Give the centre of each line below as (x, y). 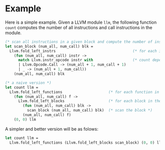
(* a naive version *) (28, 83)
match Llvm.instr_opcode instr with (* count (84, 60)
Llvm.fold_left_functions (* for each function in (84, 92)
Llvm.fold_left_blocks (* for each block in (85, 101)
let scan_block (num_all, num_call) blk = (49, 46)
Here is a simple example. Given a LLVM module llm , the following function (81, 22)
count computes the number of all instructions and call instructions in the (79, 27)
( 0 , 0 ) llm (25, 119)
